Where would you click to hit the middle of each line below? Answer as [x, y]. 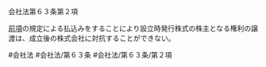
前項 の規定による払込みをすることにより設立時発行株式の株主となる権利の [130, 28]
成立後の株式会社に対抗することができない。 [102, 38]
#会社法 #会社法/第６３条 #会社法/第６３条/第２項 [90, 55]
